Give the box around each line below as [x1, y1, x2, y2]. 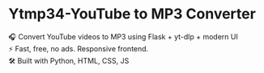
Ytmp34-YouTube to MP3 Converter [8, 5, 257, 23]
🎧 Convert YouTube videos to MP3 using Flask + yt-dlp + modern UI [8, 31, 239, 41]
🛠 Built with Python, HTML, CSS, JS [8, 55, 130, 65]
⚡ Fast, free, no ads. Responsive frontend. [8, 43, 149, 53]
